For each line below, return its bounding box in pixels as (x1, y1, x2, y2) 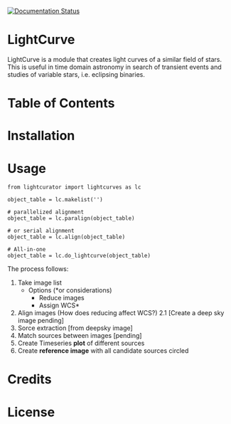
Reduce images (38, 294, 85, 302)
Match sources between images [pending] (17, 332, 142, 340)
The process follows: (7, 265, 69, 273)
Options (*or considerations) (28, 286, 112, 295)
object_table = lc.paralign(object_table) (7, 215, 135, 222)
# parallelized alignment (7, 208, 84, 216)
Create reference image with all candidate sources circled (17, 346, 189, 355)
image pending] (17, 317, 64, 325)
